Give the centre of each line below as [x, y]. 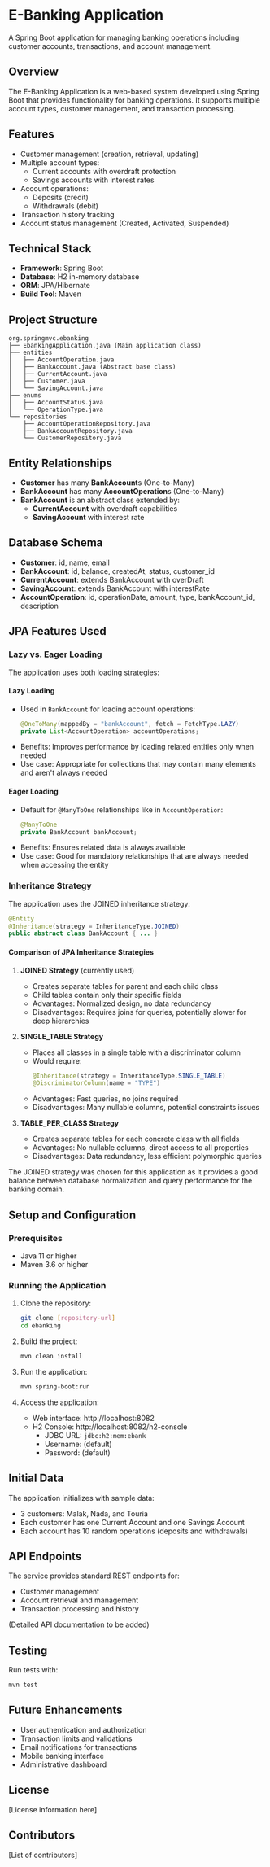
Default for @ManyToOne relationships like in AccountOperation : [122, 809]
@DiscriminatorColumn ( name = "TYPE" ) [96, 1083]
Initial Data [36, 1478]
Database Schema [56, 543]
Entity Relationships [60, 463]
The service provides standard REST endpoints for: [94, 1576]
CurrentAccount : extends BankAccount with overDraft [112, 579]
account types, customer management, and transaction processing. [122, 108]
